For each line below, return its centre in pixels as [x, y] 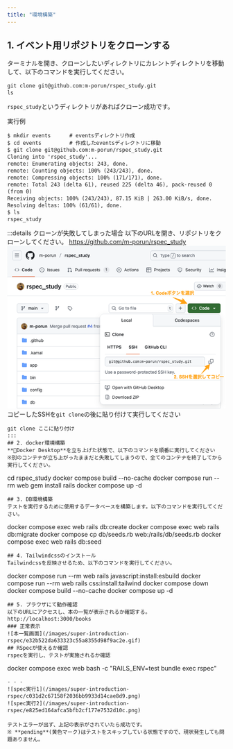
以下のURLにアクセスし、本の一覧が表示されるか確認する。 [79, 612]
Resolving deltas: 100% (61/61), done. [65, 206]
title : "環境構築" [32, 15]
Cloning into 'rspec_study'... [52, 157]
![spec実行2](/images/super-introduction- [68, 704]
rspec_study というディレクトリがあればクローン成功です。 [90, 107]
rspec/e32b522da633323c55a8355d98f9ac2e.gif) [74, 641]
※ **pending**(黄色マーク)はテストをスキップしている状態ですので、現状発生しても [113, 732]
